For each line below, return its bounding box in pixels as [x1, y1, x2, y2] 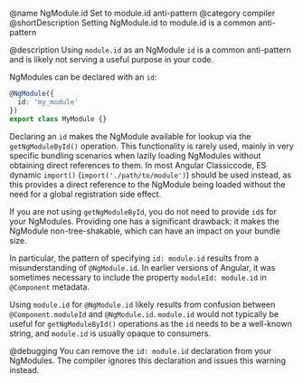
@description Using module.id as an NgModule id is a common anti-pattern [9, 44, 292, 55]
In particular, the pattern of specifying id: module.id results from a [9, 253, 260, 263]
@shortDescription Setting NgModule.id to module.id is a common [9, 17, 257, 28]
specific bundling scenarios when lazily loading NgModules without [9, 149, 261, 161]
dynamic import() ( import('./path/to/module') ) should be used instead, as [9, 169, 292, 180]
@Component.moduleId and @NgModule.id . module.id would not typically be [9, 308, 279, 320]
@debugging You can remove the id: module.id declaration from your [9, 345, 272, 356]
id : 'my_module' [17, 97, 79, 107]
